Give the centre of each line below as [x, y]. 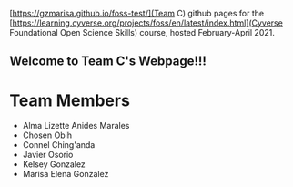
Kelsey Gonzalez [54, 164]
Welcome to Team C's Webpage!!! [108, 62]
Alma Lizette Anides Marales [76, 126]
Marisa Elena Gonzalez [66, 174]
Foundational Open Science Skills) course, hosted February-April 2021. [142, 32]
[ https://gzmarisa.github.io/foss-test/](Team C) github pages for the [137, 13]
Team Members [70, 100]
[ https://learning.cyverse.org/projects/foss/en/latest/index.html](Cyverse [146, 23]
